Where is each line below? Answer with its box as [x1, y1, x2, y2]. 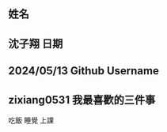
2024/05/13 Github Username [8, 64, 160, 77]
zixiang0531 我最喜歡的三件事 [8, 93, 156, 107]
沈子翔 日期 [8, 36, 63, 50]
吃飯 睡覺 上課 [8, 115, 54, 125]
